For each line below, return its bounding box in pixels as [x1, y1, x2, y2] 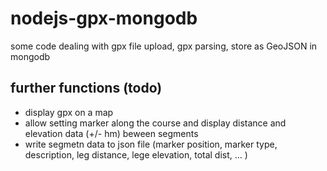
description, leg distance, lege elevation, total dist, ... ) [24, 148, 248, 161]
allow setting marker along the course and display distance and [24, 117, 287, 129]
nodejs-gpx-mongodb [10, 7, 198, 30]
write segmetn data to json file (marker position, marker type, [24, 138, 278, 150]
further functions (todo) [10, 80, 163, 97]
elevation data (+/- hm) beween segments [24, 127, 199, 139]
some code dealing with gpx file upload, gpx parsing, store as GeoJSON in [10, 40, 318, 52]
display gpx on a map [24, 106, 114, 118]
